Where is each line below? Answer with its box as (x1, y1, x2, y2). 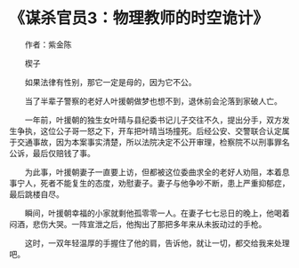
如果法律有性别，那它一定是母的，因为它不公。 (24, 76, 197, 87)
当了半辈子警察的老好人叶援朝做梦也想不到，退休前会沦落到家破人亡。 (24, 95, 282, 106)
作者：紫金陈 (24, 39, 72, 50)
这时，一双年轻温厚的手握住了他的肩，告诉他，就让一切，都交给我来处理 (24, 237, 290, 248)
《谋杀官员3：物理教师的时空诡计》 (9, 8, 270, 28)
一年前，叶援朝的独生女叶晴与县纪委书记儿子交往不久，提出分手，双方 (24, 114, 282, 125)
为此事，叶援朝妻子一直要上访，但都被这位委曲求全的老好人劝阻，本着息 (24, 166, 290, 177)
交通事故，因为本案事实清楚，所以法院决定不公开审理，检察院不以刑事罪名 (16, 137, 290, 147)
